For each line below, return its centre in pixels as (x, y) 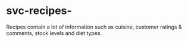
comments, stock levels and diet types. (54, 33)
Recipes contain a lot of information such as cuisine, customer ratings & (94, 27)
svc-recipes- (39, 11)
